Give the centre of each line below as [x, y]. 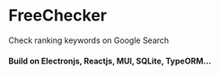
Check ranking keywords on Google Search [89, 40]
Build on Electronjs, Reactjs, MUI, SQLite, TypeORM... [110, 61]
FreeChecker [57, 16]
